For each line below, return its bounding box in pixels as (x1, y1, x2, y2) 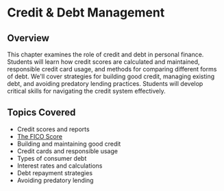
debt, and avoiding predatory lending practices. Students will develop (7, 80, 203, 87)
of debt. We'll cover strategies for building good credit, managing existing (7, 72, 215, 80)
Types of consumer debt (16, 154, 87, 162)
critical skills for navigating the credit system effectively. (7, 87, 166, 95)
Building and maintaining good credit (16, 139, 121, 148)
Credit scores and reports (16, 125, 90, 133)
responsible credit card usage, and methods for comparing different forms (7, 65, 217, 73)
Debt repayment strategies (16, 168, 93, 177)
